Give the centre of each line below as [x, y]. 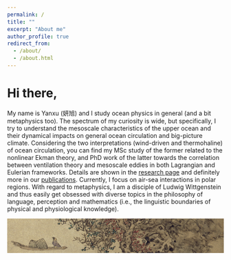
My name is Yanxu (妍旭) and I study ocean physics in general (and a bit [109, 113]
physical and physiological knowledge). [63, 209]
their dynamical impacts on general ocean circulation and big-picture [105, 135]
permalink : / [26, 14]
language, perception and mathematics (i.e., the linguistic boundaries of [109, 201]
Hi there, [32, 93]
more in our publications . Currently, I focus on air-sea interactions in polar [112, 179]
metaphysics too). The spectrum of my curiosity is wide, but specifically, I [112, 121]
